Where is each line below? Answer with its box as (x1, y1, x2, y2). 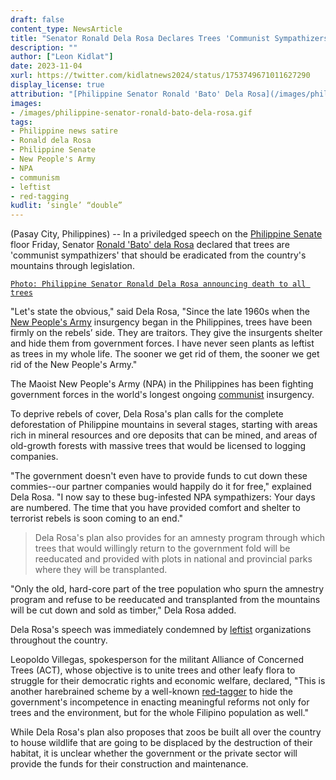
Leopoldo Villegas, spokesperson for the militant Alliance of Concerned (10, 654, 304, 666)
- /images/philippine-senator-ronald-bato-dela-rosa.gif (10, 107, 253, 118)
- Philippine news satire (10, 126, 118, 136)
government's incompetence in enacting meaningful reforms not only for (10, 696, 310, 708)
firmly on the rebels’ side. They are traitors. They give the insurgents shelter (10, 327, 323, 339)
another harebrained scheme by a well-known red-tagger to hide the (10, 686, 293, 698)
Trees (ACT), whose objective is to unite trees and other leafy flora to (10, 664, 296, 676)
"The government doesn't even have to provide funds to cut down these (10, 470, 308, 482)
